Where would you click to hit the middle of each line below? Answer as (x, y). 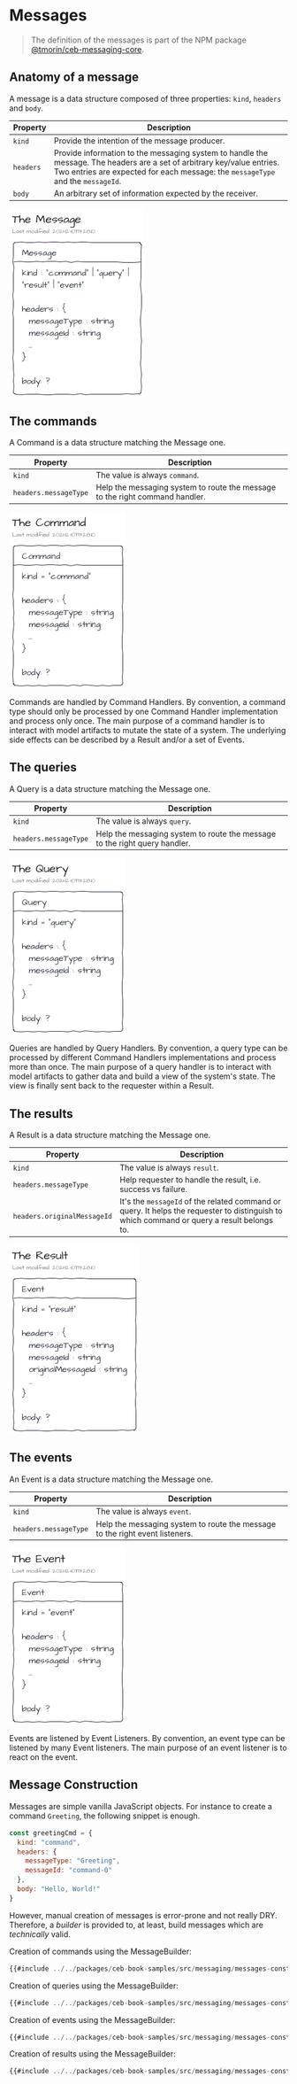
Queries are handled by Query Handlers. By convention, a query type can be (148, 1048)
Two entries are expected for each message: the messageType (165, 171)
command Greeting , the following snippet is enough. (105, 1816)
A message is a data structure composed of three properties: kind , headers (145, 98)
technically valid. (40, 1934)
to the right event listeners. (145, 1533)
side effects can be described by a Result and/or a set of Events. (127, 740)
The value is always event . (144, 1512)
